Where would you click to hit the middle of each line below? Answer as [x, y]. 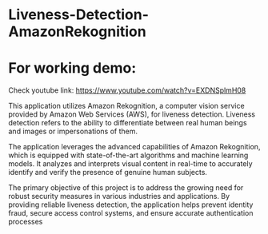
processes [26, 222]
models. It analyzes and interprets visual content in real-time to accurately [131, 164]
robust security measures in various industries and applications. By [119, 196]
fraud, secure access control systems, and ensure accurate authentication [131, 213]
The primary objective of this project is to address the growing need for [126, 188]
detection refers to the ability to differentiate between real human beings [128, 123]
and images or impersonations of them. [73, 131]
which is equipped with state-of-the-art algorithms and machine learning [128, 155]
